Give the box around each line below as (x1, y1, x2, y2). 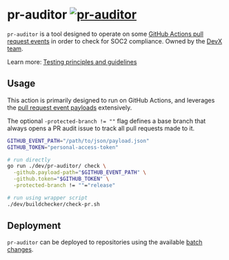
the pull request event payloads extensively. (7, 103, 132, 112)
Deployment (7, 220, 61, 232)
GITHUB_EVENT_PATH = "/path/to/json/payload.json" (7, 137, 150, 144)
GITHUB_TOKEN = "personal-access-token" (7, 143, 119, 151)
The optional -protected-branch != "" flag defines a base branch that (7, 117, 206, 125)
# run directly (7, 156, 51, 163)
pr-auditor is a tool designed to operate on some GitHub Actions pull (7, 30, 203, 38)
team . (7, 44, 23, 52)
